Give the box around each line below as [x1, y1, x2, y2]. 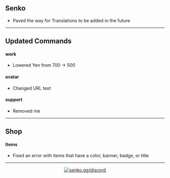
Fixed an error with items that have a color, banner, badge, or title [12, 153, 149, 159]
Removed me [12, 108, 40, 114]
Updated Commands [5, 37, 72, 46]
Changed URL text [12, 85, 51, 91]
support [5, 97, 23, 103]
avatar [5, 74, 19, 80]
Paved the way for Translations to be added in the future [12, 17, 131, 23]
